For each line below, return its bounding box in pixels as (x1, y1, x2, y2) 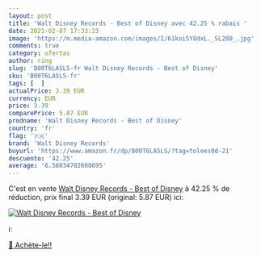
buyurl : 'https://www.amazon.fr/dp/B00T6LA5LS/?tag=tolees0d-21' (8, 147, 233, 155)
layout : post (8, 11, 53, 20)
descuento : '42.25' (8, 154, 74, 162)
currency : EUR (8, 94, 57, 102)
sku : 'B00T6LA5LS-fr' (8, 72, 82, 80)
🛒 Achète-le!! (8, 240, 53, 250)
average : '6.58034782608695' (8, 162, 107, 170)
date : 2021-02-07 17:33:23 (8, 27, 99, 35)
